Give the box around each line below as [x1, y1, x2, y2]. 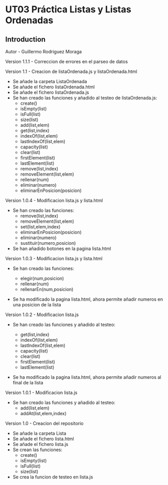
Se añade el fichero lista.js [12, 441, 68, 447]
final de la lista [12, 380, 43, 385]
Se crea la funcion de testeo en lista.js [12, 474, 93, 480]
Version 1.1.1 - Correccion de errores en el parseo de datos [5, 59, 128, 65]
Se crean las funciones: [12, 447, 63, 453]
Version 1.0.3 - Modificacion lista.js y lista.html [5, 256, 103, 261]
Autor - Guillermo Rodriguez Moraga [5, 49, 82, 54]
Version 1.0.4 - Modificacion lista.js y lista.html [5, 198, 103, 203]
